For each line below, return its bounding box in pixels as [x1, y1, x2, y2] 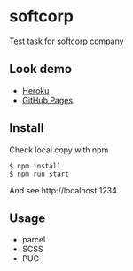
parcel [21, 234, 46, 245]
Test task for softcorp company [9, 36, 124, 46]
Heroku [21, 85, 50, 95]
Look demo [9, 62, 73, 77]
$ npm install [9, 161, 62, 170]
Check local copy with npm [9, 144, 109, 155]
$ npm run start [9, 169, 69, 178]
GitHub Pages [21, 94, 74, 105]
